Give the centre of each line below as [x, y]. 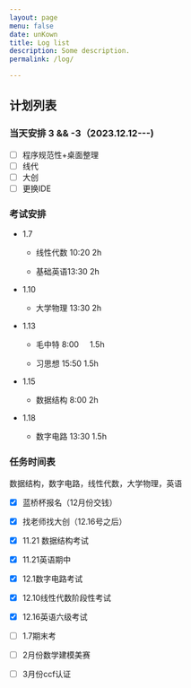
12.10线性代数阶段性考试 [67, 597]
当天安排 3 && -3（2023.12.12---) [82, 134]
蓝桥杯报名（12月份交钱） [70, 502]
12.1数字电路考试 [52, 579]
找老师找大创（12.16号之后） [74, 521]
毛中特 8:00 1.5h [70, 344]
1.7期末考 [39, 636]
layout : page [34, 17]
